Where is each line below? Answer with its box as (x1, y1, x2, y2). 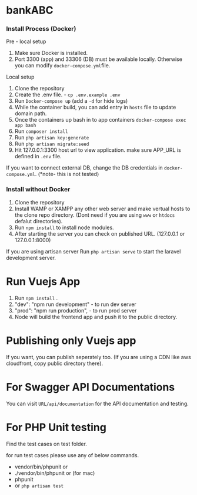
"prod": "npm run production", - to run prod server (14, 307, 137, 314)
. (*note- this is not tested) (35, 171, 99, 178)
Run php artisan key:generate (14, 134, 89, 141)
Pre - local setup (6, 38, 46, 45)
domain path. (14, 110, 47, 117)
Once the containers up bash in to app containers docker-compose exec (14, 116, 186, 123)
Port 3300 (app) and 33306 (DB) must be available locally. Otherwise (14, 56, 182, 63)
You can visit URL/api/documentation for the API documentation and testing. (6, 400, 189, 407)
